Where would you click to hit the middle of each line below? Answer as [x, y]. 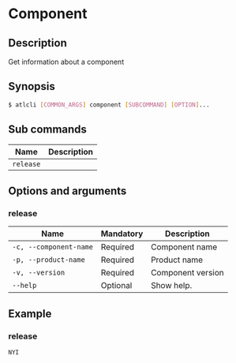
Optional [116, 286]
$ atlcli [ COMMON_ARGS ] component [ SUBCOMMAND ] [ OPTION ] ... [109, 105]
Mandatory [122, 234]
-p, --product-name [49, 260]
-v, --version [39, 273]
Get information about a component [66, 62]
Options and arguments [67, 191]
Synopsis [32, 86]
